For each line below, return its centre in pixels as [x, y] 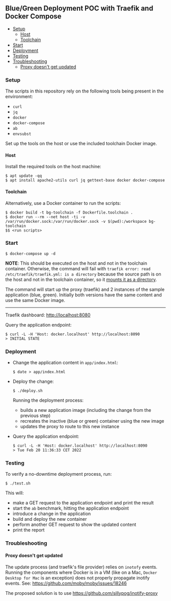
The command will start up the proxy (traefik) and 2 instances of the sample [85, 289]
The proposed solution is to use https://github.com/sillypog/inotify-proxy [81, 593]
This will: [15, 493]
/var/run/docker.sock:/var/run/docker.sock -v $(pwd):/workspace [76, 221]
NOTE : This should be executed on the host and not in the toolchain [76, 263]
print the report [28, 530]
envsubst [22, 134]
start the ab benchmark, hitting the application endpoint [71, 508]
